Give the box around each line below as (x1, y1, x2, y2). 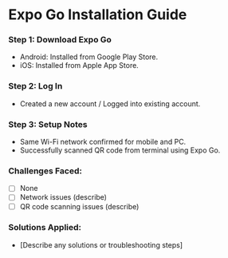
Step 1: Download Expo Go (8, 34, 112, 46)
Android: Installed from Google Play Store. (19, 52, 159, 62)
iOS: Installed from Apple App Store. (19, 61, 140, 70)
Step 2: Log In (8, 81, 63, 92)
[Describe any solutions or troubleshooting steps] (19, 240, 183, 249)
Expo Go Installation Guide (8, 6, 187, 24)
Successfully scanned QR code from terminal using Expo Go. (19, 145, 221, 155)
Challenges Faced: (8, 165, 82, 177)
